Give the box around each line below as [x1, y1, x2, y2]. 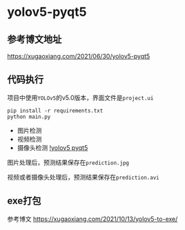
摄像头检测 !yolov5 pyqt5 [17, 143, 88, 152]
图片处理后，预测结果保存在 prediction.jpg [7, 158, 130, 166]
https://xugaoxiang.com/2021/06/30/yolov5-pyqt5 [7, 52, 150, 60]
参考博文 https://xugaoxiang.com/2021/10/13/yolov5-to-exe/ [7, 215, 178, 223]
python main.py [7, 113, 51, 120]
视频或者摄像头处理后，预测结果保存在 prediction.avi [7, 173, 160, 181]
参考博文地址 [7, 33, 62, 45]
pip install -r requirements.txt [7, 107, 104, 114]
